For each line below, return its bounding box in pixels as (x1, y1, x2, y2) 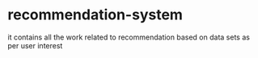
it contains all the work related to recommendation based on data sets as (7, 32, 250, 42)
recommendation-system (7, 6, 184, 24)
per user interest (7, 40, 63, 50)
